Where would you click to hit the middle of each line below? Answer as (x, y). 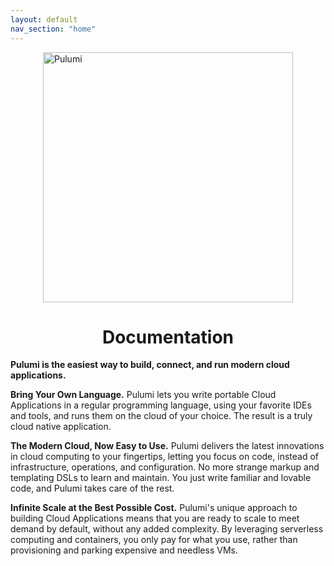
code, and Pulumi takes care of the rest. (92, 488)
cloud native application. (61, 427)
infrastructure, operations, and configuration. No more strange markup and (165, 467)
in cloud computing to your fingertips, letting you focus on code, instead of (164, 457)
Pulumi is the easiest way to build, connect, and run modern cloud (150, 365)
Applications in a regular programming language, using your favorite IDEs (161, 405)
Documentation (168, 337)
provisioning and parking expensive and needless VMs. (124, 550)
